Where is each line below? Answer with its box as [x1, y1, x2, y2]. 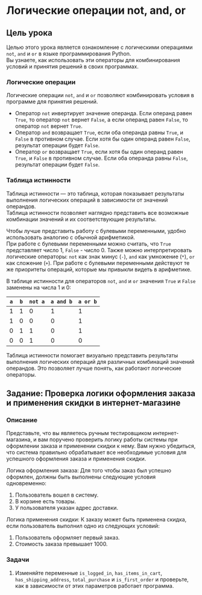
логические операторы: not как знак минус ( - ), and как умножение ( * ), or [6, 253, 195, 260]
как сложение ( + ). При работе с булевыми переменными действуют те [6, 259, 190, 266]
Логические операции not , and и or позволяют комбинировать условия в [6, 92, 194, 99]
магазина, [6, 436, 32, 444]
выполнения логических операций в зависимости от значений [6, 196, 168, 203]
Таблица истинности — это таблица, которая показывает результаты [6, 189, 185, 197]
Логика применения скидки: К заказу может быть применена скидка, [6, 516, 187, 523]
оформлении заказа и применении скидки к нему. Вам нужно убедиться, [6, 442, 196, 450]
